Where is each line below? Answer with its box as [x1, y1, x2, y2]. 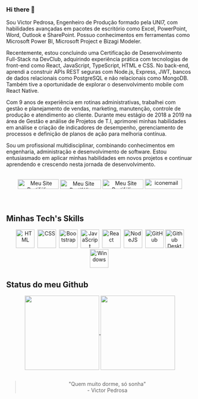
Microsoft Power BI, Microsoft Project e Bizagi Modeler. [6, 38, 142, 45]
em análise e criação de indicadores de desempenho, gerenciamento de [6, 124, 184, 131]
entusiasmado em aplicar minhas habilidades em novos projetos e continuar [6, 155, 193, 162]
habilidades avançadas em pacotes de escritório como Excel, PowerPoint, [6, 25, 187, 32]
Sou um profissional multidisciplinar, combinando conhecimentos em [6, 142, 175, 149]
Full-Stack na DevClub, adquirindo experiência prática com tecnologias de [6, 56, 188, 63]
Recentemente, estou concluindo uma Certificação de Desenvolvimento [6, 49, 183, 56]
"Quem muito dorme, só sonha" [68, 381, 146, 388]
